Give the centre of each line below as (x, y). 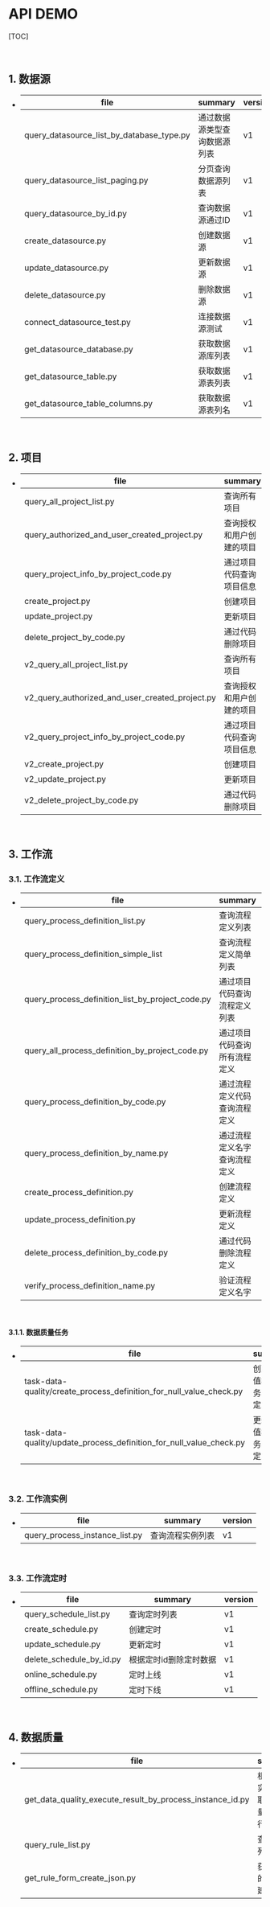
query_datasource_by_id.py (75, 213)
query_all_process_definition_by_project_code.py (116, 1050)
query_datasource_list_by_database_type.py (107, 135)
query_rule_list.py (57, 1844)
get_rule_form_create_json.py (80, 1877)
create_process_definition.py (79, 1193)
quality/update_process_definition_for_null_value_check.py (135, 1443)
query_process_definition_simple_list (93, 954)
